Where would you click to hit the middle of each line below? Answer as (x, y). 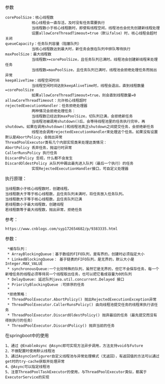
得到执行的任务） (20, 320)
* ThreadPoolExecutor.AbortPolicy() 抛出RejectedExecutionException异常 (82, 300)
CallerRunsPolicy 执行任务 (31, 153)
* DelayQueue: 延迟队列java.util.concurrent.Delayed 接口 (66, 279)
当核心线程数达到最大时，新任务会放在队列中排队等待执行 (81, 49)
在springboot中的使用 (27, 335)
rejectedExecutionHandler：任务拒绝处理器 (46, 106)
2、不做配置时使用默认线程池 (30, 351)
